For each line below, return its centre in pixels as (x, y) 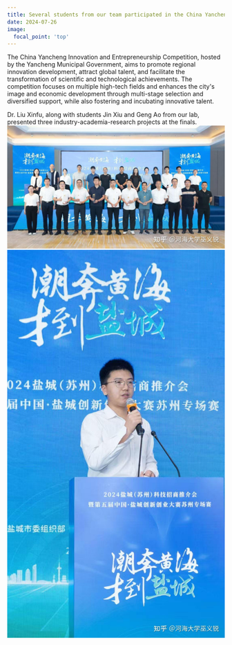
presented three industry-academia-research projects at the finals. (102, 122)
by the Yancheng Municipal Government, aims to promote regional (101, 64)
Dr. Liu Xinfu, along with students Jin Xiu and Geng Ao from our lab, (104, 115)
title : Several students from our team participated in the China (105, 15)
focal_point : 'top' (41, 37)
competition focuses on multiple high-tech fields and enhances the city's (111, 87)
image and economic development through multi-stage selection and (105, 94)
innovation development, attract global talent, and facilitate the (96, 72)
